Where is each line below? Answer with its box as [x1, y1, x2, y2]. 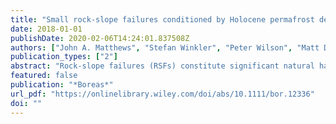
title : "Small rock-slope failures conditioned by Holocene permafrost [10, 14, 315, 25]
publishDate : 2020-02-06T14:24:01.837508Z [10, 33, 190, 43]
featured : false [10, 71, 78, 81]
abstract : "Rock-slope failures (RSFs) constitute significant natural [10, 61, 315, 71]
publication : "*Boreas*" [10, 80, 114, 90]
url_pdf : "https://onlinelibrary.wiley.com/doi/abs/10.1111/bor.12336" [10, 89, 315, 99]
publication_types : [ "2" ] [10, 52, 118, 62]
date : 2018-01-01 [10, 24, 83, 34]
